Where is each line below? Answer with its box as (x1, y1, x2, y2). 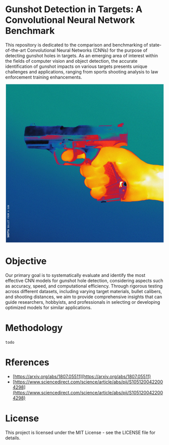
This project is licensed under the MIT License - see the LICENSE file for (5, 429, 155, 435)
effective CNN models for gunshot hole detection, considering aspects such (5, 277, 163, 284)
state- (149, 42, 162, 48)
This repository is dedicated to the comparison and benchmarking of (5, 42, 148, 48)
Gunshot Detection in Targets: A (5, 4, 143, 15)
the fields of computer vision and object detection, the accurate (5, 58, 138, 64)
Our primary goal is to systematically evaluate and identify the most (5, 272, 145, 278)
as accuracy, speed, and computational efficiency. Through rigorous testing (5, 282, 163, 289)
